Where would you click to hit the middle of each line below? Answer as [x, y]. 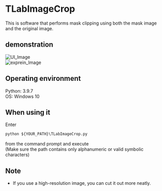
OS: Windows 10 [22, 96]
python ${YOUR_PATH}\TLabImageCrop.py [46, 134]
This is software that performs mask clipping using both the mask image [81, 23]
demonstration [29, 45]
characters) [17, 155]
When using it [28, 112]
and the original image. [29, 28]
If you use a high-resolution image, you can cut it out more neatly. [82, 183]
